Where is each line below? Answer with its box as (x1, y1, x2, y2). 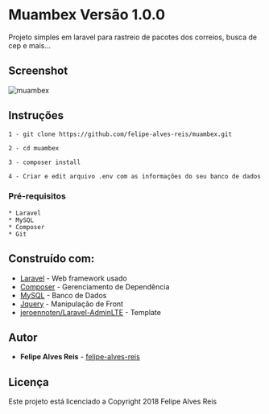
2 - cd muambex (8, 144, 60, 152)
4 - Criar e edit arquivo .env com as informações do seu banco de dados (8, 172, 262, 180)
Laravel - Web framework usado (19, 273, 127, 283)
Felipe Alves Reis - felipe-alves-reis (19, 352, 141, 362)
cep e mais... (8, 40, 51, 50)
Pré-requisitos (8, 191, 66, 202)
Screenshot (8, 64, 68, 78)
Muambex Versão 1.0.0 (8, 6, 166, 24)
